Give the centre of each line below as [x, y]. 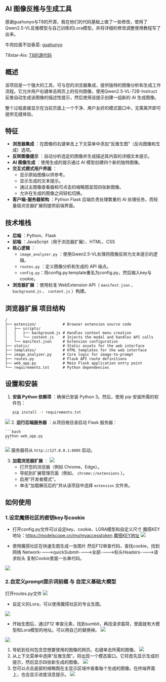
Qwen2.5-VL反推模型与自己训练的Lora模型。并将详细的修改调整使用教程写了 [83, 28]
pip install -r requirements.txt [47, 412]
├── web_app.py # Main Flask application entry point [74, 363]
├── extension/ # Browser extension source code [68, 324]
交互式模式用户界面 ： [35, 169]
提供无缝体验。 [20, 114]
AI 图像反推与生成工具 [39, 9]
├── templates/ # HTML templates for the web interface [76, 350]
